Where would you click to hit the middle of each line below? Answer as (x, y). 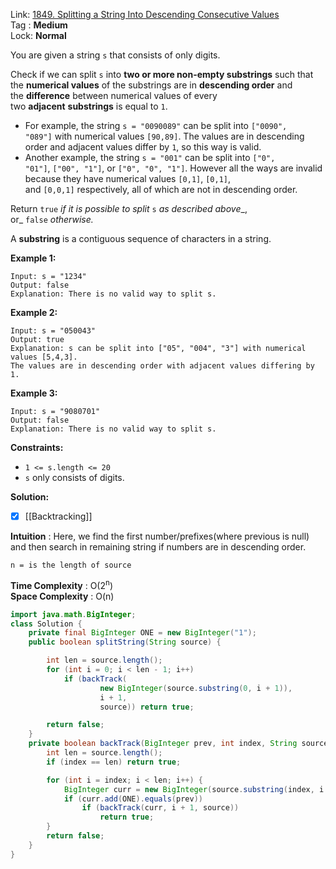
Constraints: (37, 447)
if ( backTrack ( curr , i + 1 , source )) (160, 808)
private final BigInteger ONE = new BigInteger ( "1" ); (142, 633)
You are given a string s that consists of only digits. (115, 55)
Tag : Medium (39, 25)
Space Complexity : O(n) (62, 596)
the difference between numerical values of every (114, 95)
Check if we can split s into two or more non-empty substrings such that (162, 74)
